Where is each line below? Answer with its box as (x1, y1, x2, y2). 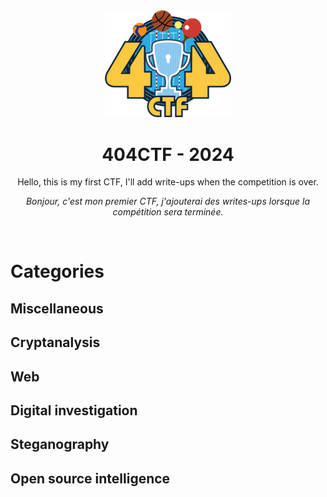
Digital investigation (10, 402, 138, 419)
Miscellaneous (10, 300, 104, 317)
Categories (10, 260, 105, 283)
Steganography (10, 436, 110, 453)
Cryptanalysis (10, 334, 101, 351)
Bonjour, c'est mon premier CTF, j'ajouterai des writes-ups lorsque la (25, 195, 311, 208)
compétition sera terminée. (112, 206, 224, 218)
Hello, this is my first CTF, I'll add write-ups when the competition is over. (17, 176, 319, 188)
